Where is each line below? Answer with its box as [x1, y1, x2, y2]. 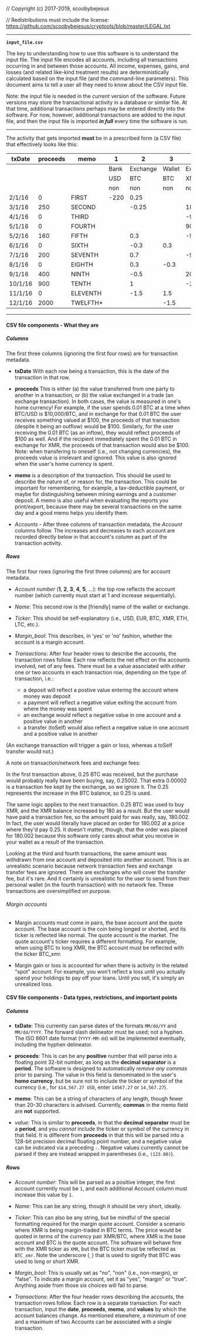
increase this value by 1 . [14, 1191, 73, 1198]
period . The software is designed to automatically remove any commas [14, 1065, 188, 1072]
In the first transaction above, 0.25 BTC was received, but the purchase [6, 770, 178, 778]
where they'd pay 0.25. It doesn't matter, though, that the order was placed [6, 826, 188, 833]
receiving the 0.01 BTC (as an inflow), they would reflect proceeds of [14, 429, 181, 436]
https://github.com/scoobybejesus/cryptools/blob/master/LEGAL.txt [6, 23, 171, 29]
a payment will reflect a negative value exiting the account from [23, 699, 177, 706]
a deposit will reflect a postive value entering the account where [23, 686, 179, 693]
